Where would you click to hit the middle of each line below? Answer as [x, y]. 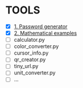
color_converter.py [36, 46]
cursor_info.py [31, 53]
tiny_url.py [26, 66]
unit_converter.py [35, 73]
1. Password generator [41, 26]
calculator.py [29, 40]
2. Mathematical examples [45, 33]
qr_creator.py [30, 60]
